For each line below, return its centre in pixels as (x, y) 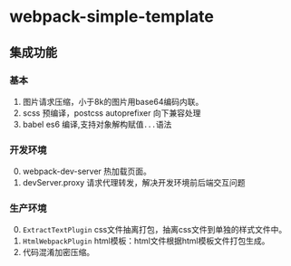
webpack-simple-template (112, 17)
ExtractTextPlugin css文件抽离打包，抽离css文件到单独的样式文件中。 (155, 230)
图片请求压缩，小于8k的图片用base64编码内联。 (113, 101)
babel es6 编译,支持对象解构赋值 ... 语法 (97, 124)
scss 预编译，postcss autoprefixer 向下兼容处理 (112, 113)
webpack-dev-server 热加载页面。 (87, 171)
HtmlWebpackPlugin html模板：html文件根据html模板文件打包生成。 (146, 241)
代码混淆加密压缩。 (58, 252)
